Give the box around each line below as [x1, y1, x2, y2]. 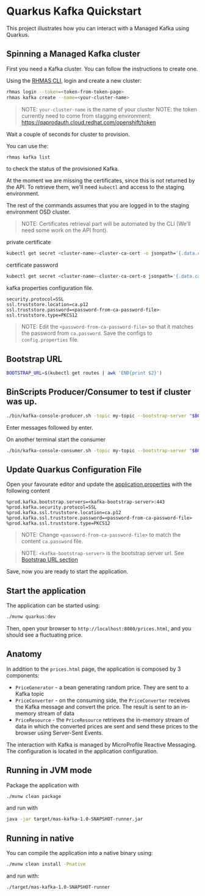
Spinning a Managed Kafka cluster [6, 49, 140, 59]
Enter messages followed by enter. [6, 424, 93, 431]
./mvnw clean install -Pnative [6, 861, 86, 867]
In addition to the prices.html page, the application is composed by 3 [6, 665, 181, 673]
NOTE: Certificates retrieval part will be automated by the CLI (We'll [21, 220, 191, 228]
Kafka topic [15, 690, 45, 697]
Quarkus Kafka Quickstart [6, 4, 142, 18]
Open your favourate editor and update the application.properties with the [6, 480, 192, 488]
